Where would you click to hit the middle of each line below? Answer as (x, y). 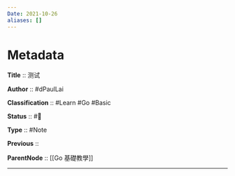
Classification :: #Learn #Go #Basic (59, 103)
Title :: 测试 (24, 75)
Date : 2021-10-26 (33, 14)
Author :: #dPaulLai (36, 89)
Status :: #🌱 (24, 116)
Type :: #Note (27, 130)
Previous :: (23, 144)
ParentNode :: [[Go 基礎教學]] (50, 158)
